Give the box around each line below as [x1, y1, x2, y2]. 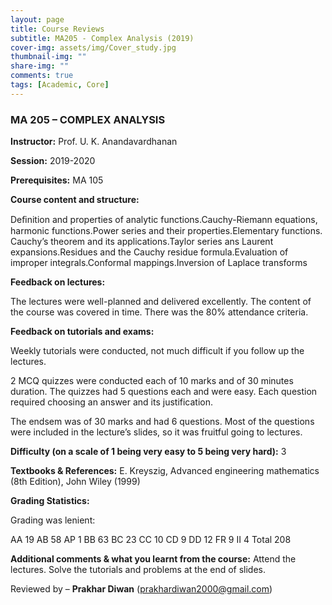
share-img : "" [10, 61, 70, 71]
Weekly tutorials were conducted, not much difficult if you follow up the [10, 345, 305, 357]
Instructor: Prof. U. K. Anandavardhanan [10, 136, 178, 148]
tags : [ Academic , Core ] [10, 80, 110, 90]
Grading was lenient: [10, 514, 96, 526]
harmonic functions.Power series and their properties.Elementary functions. [10, 225, 323, 237]
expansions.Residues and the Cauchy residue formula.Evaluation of [10, 246, 289, 258]
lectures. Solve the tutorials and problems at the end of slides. [10, 564, 267, 576]
